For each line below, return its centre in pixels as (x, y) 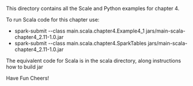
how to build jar (25, 67)
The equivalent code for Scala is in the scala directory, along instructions (94, 61)
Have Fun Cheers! (28, 78)
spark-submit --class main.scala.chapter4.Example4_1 (79, 31)
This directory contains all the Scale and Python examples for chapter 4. (93, 8)
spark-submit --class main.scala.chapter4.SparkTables (80, 43)
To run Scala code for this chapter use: (53, 19)
